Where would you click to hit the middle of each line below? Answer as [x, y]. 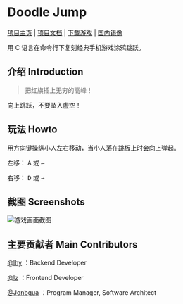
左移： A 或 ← [26, 163]
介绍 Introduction [45, 72]
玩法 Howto [32, 130]
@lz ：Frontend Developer [46, 278]
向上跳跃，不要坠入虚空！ [44, 105]
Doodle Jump [47, 12]
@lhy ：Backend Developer [47, 263]
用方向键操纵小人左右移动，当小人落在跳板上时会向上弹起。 [94, 148]
